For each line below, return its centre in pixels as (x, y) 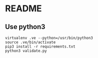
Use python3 (25, 27)
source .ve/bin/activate (30, 42)
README (24, 9)
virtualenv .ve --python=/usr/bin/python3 (49, 38)
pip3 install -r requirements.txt (40, 47)
